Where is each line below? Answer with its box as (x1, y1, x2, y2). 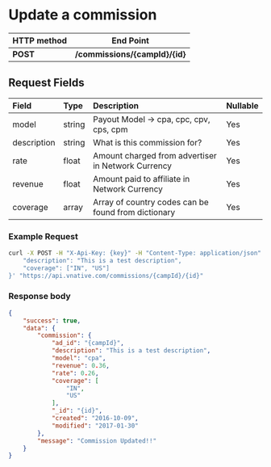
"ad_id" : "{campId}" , (51, 339, 125, 347)
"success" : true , (23, 317, 81, 325)
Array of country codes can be (92, 196, 210, 208)
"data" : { (23, 324, 56, 332)
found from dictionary (92, 206, 176, 217)
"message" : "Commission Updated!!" (37, 436, 157, 445)
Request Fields (8, 76, 85, 90)
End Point (111, 35, 149, 46)
